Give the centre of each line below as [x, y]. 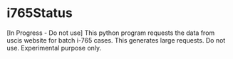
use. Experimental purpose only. [54, 48]
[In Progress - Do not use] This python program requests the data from [111, 33]
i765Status [40, 13]
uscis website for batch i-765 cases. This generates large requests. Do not [116, 40]
